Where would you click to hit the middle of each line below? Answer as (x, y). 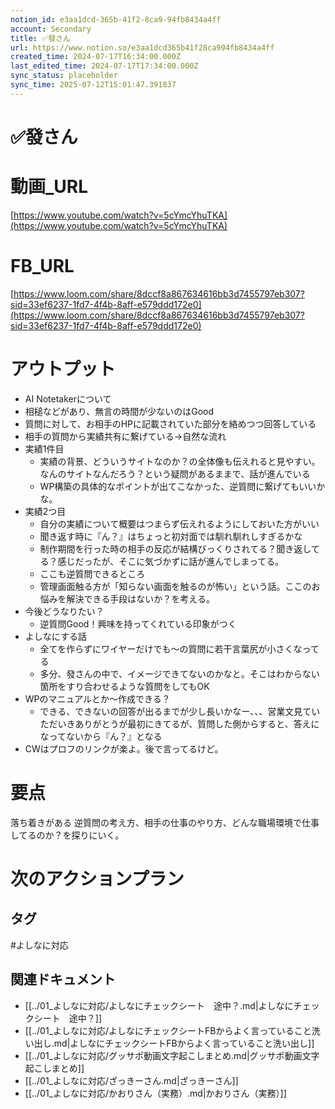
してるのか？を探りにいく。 (67, 835)
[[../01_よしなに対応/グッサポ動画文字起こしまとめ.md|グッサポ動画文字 (172, 1055)
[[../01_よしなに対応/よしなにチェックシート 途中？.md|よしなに (159, 1005)
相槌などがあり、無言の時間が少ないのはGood (119, 411)
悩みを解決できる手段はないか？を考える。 (127, 598)
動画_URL (49, 187)
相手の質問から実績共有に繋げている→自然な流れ (125, 436)
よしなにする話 (55, 636)
